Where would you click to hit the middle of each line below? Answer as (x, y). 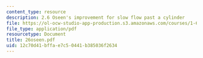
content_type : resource (36, 12)
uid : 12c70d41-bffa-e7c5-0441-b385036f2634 (62, 46)
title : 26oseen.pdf (31, 40)
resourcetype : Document (36, 34)
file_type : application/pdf (42, 29)
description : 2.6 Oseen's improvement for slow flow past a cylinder (96, 18)
